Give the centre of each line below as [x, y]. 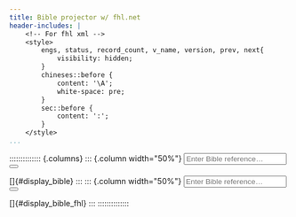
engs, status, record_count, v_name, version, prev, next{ [153, 50]
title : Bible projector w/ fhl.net [75, 17]
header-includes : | [45, 26]
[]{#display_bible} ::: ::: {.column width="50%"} [96, 181]
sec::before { [67, 108]
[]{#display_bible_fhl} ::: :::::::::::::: [69, 203]
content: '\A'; [85, 83]
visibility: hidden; [95, 58]
